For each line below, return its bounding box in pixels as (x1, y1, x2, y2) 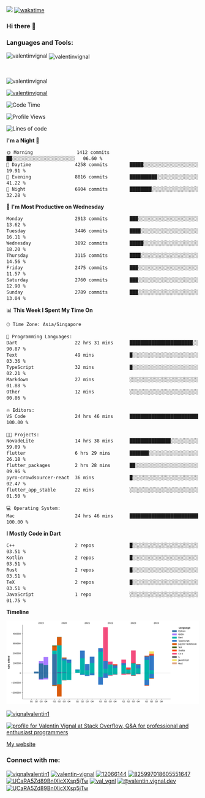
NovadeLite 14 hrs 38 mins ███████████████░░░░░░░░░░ (6, 438, 199, 444)
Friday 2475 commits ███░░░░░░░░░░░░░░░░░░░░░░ (6, 264, 199, 271)
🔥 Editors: (6, 407, 35, 413)
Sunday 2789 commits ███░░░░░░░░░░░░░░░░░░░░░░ (6, 289, 199, 295)
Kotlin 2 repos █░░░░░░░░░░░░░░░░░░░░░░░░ (6, 555, 199, 561)
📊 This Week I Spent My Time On (6, 306, 93, 314)
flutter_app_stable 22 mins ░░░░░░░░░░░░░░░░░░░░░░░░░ (6, 487, 199, 493)
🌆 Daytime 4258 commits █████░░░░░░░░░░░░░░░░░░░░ (6, 161, 199, 168)
